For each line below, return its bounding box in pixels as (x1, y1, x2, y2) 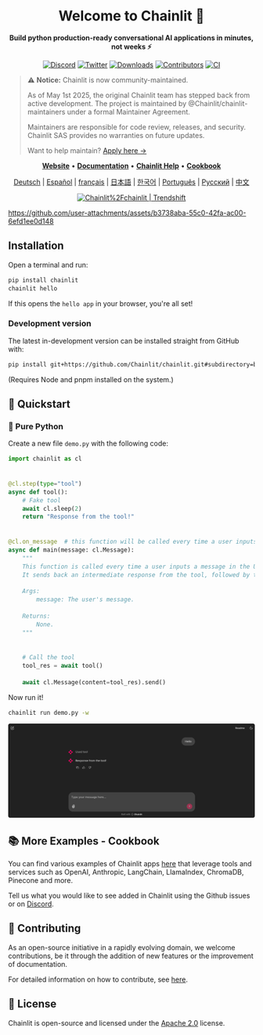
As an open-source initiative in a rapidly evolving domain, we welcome (8, 942, 236, 952)
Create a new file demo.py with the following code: (8, 439, 168, 448)
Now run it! (8, 692, 44, 702)
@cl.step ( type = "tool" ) (8, 479, 82, 487)
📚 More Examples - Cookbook (8, 834, 160, 847)
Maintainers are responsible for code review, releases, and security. (27, 122, 247, 132)
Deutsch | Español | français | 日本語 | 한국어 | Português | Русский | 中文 (13, 177, 250, 187)
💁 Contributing (8, 922, 81, 935)
